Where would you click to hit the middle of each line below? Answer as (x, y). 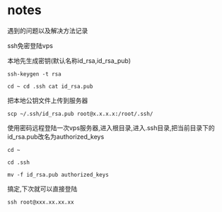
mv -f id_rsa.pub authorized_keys (58, 175)
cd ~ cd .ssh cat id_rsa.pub (50, 86)
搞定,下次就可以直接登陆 (42, 189)
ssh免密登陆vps (30, 45)
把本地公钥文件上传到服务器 (48, 100)
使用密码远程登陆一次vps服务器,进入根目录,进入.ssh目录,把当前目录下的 (111, 128)
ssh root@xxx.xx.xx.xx (41, 202)
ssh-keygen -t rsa (34, 74)
